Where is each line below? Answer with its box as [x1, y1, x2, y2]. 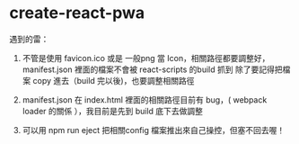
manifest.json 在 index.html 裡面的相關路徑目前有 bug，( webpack [22, 94, 268, 105]
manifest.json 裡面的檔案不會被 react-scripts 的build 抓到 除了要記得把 [22, 64, 283, 75]
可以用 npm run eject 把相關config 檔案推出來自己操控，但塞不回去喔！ [22, 124, 286, 135]
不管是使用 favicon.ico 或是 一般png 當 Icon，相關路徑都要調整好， [22, 52, 270, 63]
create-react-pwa [9, 3, 145, 23]
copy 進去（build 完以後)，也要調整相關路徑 [32, 75, 195, 85]
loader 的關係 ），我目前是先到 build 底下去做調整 [22, 105, 204, 116]
